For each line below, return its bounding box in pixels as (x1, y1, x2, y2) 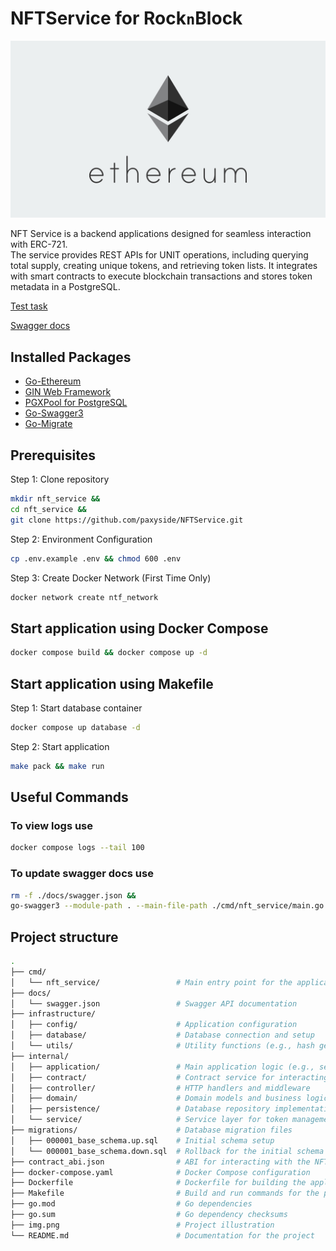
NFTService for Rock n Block (10, 7, 243, 30)
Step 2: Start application (10, 740, 110, 752)
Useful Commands (10, 789, 129, 806)
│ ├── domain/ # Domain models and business (10, 1093, 302, 1104)
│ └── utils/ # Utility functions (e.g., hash (10, 1041, 315, 1051)
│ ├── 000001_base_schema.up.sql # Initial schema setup (10, 1135, 275, 1146)
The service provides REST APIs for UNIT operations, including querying (10, 249, 309, 261)
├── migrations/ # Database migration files (10, 1125, 293, 1136)
